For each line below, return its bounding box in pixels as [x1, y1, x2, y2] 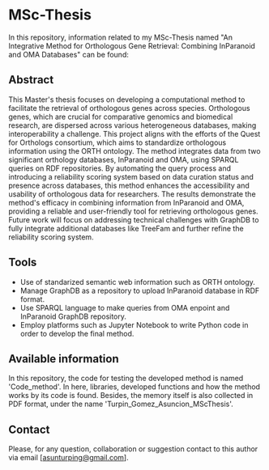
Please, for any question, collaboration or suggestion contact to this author [8, 444, 258, 454]
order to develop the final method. [19, 328, 134, 338]
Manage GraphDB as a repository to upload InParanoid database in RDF [19, 286, 260, 295]
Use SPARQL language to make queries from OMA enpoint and [19, 303, 230, 312]
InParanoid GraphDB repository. [19, 311, 127, 321]
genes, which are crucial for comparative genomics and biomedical [8, 112, 233, 121]
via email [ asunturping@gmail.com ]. [8, 453, 129, 463]
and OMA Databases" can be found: [8, 49, 130, 59]
